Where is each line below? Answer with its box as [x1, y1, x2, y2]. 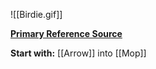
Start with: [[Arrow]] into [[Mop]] [10, 47, 147, 59]
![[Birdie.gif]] [10, 9, 63, 20]
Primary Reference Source [10, 28, 123, 39]
